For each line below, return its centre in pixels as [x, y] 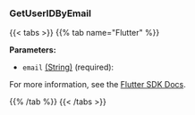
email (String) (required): [68, 67]
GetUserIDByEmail [51, 13]
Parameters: [33, 50]
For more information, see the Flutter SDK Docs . [97, 85]
